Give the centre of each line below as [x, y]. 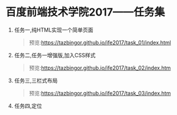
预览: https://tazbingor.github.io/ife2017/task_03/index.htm [100, 93]
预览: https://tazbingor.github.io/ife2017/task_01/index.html [100, 42]
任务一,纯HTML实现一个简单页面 [53, 30]
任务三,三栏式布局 [36, 80]
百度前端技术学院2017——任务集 [85, 12]
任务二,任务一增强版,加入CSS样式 [55, 55]
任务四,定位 [28, 105]
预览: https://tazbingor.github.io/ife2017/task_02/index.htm [100, 68]
